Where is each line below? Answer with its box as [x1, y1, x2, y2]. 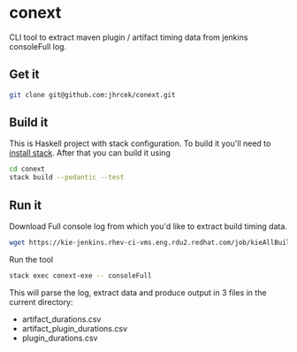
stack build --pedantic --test [9, 173, 125, 182]
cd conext [9, 165, 46, 174]
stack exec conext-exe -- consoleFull [9, 271, 152, 280]
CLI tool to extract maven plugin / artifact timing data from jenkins [9, 32, 248, 42]
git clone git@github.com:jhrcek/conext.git [9, 90, 176, 99]
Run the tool [9, 254, 54, 264]
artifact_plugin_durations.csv [21, 323, 128, 333]
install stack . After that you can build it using [9, 148, 171, 158]
